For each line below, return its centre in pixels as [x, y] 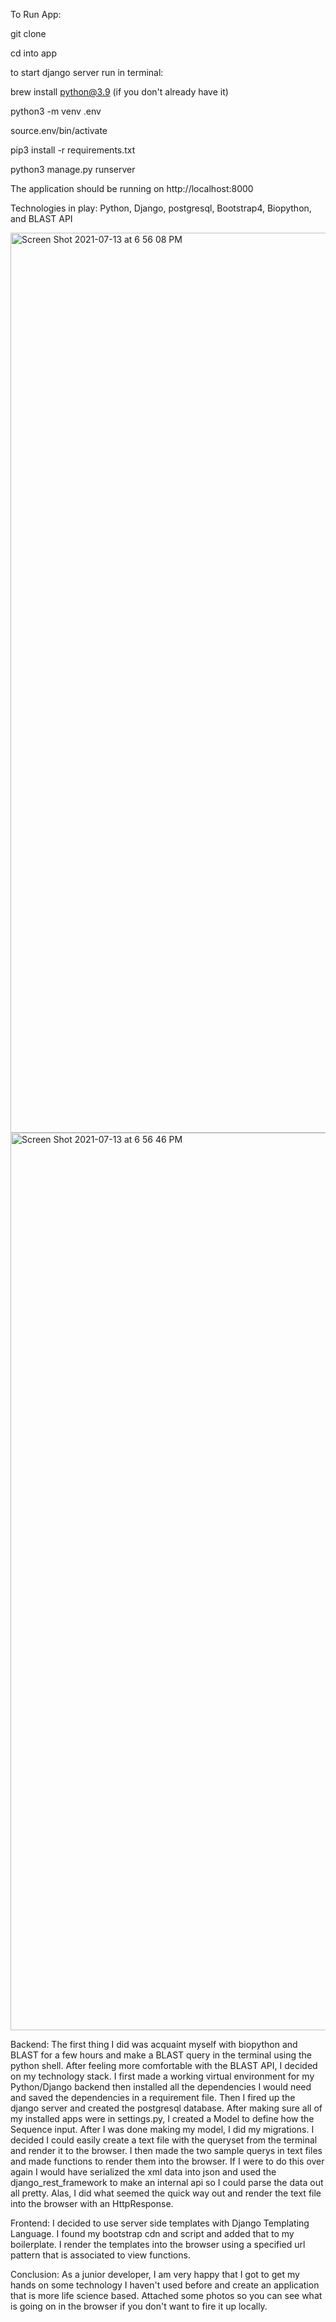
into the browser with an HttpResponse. [92, 2203]
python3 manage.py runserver [73, 169]
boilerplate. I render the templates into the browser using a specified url [158, 2244]
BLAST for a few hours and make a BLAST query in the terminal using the [161, 2055]
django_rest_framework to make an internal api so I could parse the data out [167, 2182]
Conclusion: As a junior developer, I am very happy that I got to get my [155, 2274]
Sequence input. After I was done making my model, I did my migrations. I [162, 2129]
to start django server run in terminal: [87, 72]
